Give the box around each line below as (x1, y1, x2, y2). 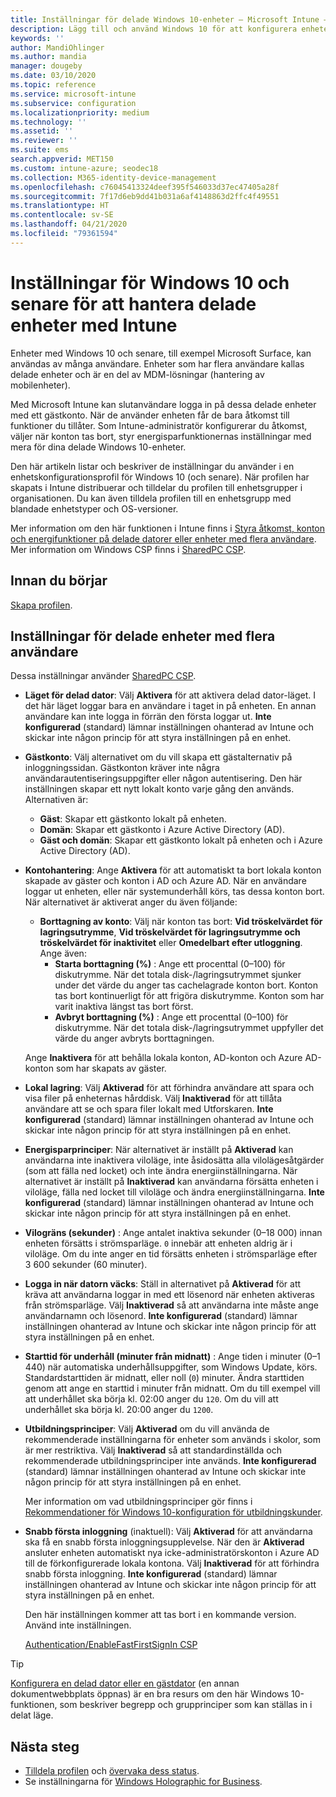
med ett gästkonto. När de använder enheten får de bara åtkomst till (10, 409, 290, 421)
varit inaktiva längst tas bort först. (54, 1001, 194, 1013)
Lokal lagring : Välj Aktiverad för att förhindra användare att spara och (24, 1082, 315, 1094)
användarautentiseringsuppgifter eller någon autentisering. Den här (24, 772, 303, 785)
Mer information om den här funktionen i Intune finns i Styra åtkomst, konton (10, 522, 326, 534)
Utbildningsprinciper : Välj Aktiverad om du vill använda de (24, 1423, 270, 1435)
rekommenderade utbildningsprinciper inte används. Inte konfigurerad (24, 1455, 317, 1467)
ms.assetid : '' (10, 126, 74, 136)
